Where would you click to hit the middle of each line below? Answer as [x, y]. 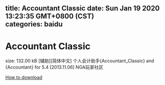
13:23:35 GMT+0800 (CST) [50, 17]
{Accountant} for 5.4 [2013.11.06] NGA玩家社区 [54, 67]
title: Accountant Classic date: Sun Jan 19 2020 [82, 8]
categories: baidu [34, 24]
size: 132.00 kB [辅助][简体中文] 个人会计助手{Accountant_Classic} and [80, 61]
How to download [24, 77]
